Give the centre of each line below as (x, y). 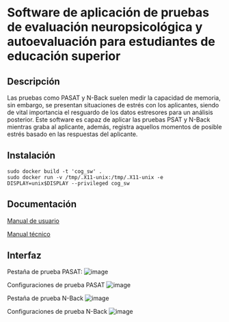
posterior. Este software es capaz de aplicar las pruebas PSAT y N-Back (109, 120)
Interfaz (25, 255)
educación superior (64, 56)
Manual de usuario (33, 221)
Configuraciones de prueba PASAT (56, 285)
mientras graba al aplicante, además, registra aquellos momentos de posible (114, 127)
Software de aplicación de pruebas (108, 13)
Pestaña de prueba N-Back (45, 298)
